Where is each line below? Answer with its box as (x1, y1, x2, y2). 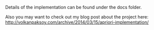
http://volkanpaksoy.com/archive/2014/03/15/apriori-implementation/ (5, 19, 149, 25)
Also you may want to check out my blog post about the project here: (5, 14, 148, 19)
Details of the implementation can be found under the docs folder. (5, 4, 142, 10)
